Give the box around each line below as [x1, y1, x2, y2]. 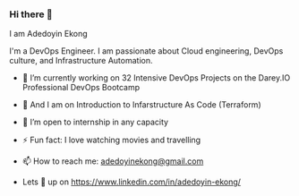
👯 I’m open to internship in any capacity [21, 116, 168, 128]
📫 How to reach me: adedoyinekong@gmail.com [21, 156, 204, 166]
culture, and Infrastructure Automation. [9, 55, 153, 66]
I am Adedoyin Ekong [9, 29, 88, 39]
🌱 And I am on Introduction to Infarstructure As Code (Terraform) [21, 99, 261, 110]
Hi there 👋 [9, 8, 54, 21]
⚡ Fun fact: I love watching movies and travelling [21, 134, 201, 146]
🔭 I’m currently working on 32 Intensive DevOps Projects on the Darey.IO [21, 72, 291, 83]
